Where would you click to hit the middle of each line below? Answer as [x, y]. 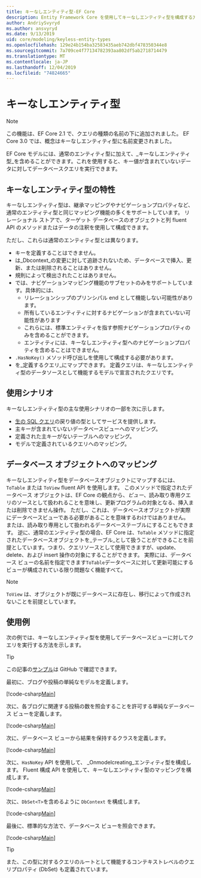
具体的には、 [41, 290]
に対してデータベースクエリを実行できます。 [66, 169]
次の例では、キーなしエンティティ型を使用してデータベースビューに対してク [100, 638]
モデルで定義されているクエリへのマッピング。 [72, 444]
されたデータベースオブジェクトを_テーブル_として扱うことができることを [97, 539]
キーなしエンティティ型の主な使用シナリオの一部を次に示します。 [87, 408]
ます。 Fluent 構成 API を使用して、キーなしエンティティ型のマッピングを [96, 770]
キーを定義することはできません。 [57, 253]
